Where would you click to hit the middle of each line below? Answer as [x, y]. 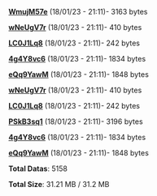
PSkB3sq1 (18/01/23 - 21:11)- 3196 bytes [76, 121]
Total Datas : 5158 [38, 168]
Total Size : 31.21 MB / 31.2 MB [59, 184]
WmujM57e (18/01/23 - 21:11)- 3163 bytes [78, 12]
